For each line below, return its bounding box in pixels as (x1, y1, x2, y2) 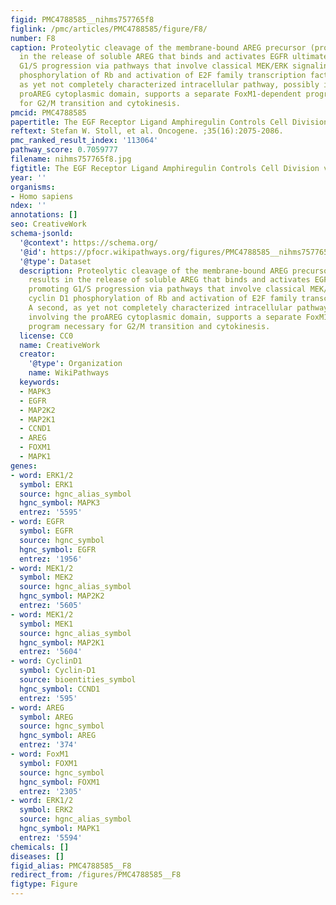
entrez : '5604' (19, 647, 83, 657)
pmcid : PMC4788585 (10, 107, 87, 118)
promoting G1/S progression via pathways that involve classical (28, 284, 307, 295)
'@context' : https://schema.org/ (19, 237, 159, 248)
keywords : (19, 377, 60, 387)
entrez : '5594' (19, 832, 83, 843)
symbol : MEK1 (19, 619, 74, 629)
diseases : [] (10, 851, 65, 861)
